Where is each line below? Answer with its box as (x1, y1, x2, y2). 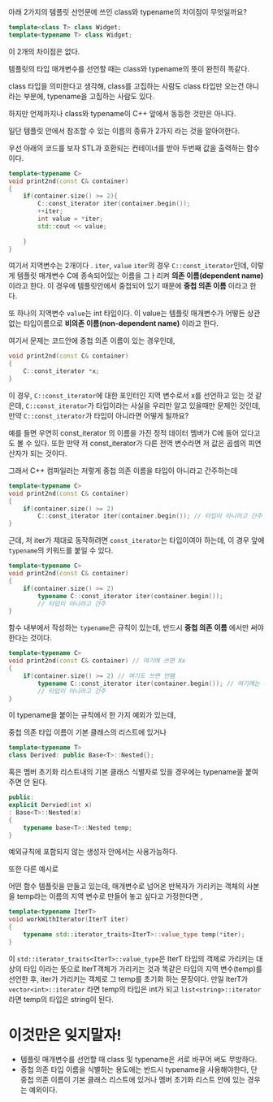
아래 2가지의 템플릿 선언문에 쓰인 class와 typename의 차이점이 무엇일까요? (8, 7, 248, 16)
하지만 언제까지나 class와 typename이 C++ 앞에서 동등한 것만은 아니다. (8, 108, 236, 118)
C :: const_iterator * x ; (23, 367, 100, 375)
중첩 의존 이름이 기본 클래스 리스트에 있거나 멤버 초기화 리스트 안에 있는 (19, 1074, 246, 1084)
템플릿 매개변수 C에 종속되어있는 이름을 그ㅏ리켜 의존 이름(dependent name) (16, 271, 264, 280)
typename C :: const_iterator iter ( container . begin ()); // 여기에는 (37, 679, 260, 688)
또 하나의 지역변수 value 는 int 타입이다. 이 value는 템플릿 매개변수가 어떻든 (8, 308, 245, 319)
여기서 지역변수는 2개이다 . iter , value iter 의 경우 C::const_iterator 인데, (8, 261, 249, 271)
